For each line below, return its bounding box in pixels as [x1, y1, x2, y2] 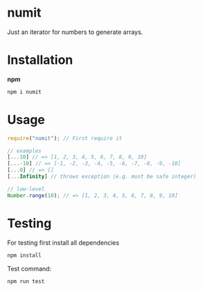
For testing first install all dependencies [7, 238, 120, 247]
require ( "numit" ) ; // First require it [7, 135, 123, 141]
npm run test [7, 277, 45, 285]
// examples [7, 147, 42, 154]
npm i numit [7, 88, 42, 95]
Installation [7, 52, 73, 68]
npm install [7, 252, 42, 259]
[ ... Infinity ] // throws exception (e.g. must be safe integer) [7, 173, 197, 180]
